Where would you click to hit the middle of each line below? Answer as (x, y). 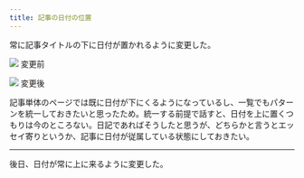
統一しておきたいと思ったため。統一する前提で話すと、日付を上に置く (156, 113)
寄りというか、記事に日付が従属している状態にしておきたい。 (140, 136)
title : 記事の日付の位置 (51, 18)
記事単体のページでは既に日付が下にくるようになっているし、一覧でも (140, 102)
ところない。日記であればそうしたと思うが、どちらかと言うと (163, 125)
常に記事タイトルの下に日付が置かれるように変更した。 (112, 44)
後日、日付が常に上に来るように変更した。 (89, 164)
